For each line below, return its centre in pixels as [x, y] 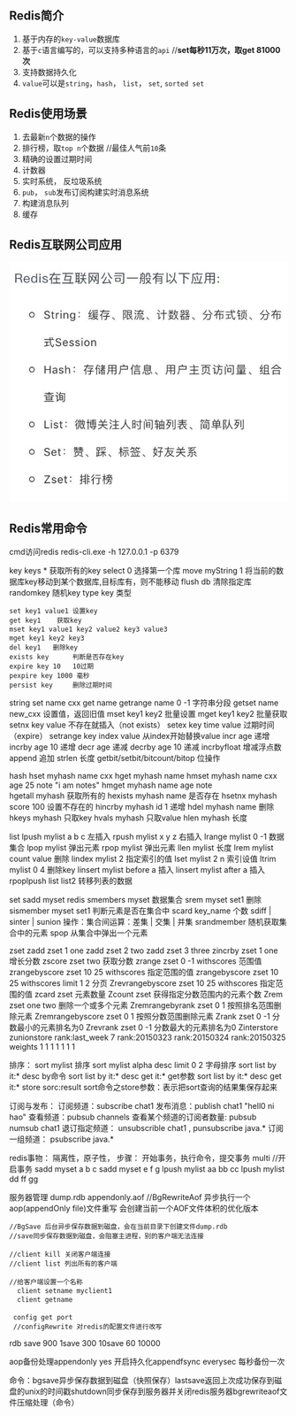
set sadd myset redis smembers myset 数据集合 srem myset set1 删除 [136, 899]
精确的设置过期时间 [57, 158]
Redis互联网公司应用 [65, 245]
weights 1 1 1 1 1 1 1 [42, 1046]
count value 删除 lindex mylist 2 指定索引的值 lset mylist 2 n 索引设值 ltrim [143, 858]
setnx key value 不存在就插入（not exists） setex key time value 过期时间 [142, 725]
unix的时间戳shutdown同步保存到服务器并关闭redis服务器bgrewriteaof [152, 1391]
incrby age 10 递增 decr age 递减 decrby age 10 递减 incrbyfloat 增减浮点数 [145, 747]
